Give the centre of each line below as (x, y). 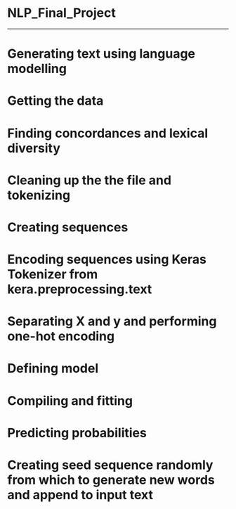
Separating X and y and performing (112, 322)
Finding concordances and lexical (108, 133)
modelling (37, 69)
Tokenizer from (53, 275)
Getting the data (55, 101)
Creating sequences (68, 227)
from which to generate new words (111, 480)
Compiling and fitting (70, 400)
